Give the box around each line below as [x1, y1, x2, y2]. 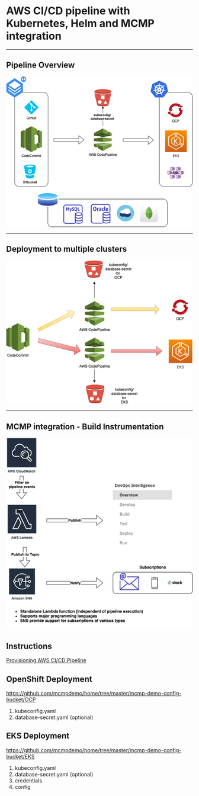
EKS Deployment [6, 731, 70, 741]
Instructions [6, 641, 52, 651]
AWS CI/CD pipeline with [6, 4, 130, 18]
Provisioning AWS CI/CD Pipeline [6, 657, 87, 664]
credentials [14, 777, 43, 784]
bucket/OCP [6, 696, 36, 703]
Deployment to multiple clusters [6, 244, 127, 254]
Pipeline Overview [6, 60, 75, 70]
